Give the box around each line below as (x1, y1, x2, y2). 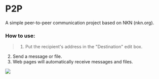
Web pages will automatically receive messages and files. (12, 59, 133, 65)
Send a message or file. (12, 53, 62, 59)
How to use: (5, 32, 35, 39)
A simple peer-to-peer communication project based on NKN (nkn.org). (5, 20, 154, 26)
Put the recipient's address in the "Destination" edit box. (25, 44, 143, 50)
